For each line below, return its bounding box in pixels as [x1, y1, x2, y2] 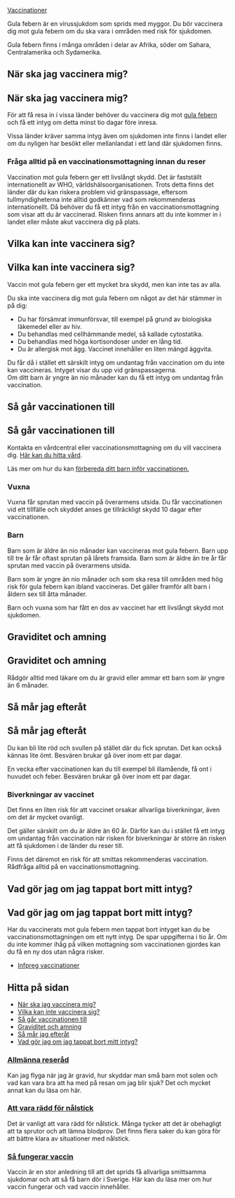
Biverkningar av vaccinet [7, 789, 95, 799]
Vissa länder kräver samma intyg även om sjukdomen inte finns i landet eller [7, 132, 227, 140]
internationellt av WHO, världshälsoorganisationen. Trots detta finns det [7, 180, 214, 189]
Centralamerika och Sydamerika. [7, 48, 102, 56]
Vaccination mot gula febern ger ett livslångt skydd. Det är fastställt [7, 173, 202, 181]
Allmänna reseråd [7, 1055, 69, 1065]
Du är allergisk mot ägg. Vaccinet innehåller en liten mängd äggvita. [17, 344, 213, 353]
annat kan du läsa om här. [7, 1086, 82, 1094]
